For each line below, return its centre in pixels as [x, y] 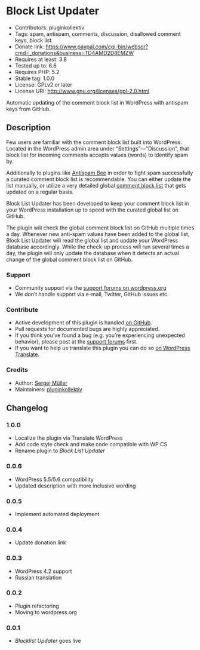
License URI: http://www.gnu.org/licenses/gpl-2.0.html [82, 91]
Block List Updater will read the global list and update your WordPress [92, 240]
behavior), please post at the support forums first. [76, 342]
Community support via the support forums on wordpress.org [90, 288]
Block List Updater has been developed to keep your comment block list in [98, 203]
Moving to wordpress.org [46, 612]
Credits [17, 370]
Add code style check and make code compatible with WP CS [91, 444]
